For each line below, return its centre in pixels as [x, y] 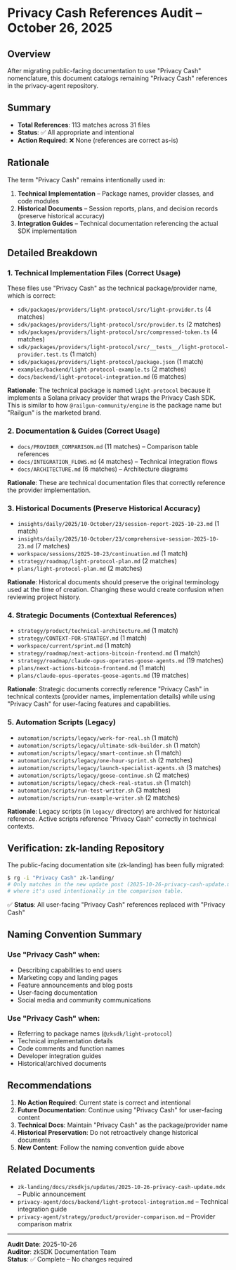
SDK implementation [47, 231]
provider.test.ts [43, 355]
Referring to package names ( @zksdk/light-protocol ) [94, 1033]
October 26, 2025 [60, 28]
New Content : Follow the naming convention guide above [101, 1147]
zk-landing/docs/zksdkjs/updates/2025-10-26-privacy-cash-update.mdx [122, 1187]
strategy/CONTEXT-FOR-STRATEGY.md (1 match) [82, 638]
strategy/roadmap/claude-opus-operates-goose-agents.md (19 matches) [120, 660]
